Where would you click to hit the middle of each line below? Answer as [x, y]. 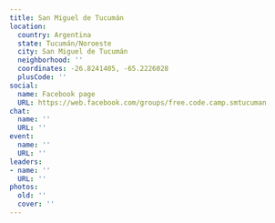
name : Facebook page [56, 94]
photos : [24, 188]
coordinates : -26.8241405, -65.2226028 [93, 69]
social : [24, 86]
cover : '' [36, 204]
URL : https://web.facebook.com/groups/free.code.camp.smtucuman [142, 102]
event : [22, 137]
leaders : [26, 162]
